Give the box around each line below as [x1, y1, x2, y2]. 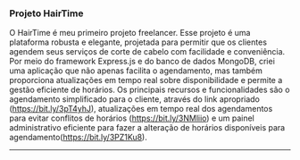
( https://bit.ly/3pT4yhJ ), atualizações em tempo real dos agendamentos [9, 104, 273, 114]
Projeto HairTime [9, 7, 84, 20]
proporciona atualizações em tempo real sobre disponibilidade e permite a [9, 75, 283, 86]
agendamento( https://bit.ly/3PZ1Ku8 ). [9, 132, 147, 143]
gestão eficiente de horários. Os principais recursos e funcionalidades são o [9, 84, 290, 96]
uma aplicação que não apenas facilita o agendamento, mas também [9, 65, 263, 76]
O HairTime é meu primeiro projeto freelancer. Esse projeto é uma [9, 28, 251, 38]
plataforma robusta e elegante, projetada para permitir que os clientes [9, 37, 268, 47]
